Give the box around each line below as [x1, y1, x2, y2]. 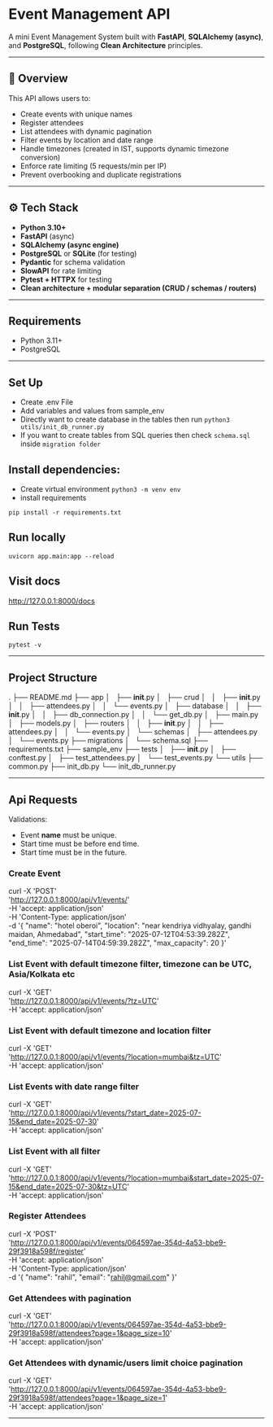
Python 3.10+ [19, 222, 67, 232]
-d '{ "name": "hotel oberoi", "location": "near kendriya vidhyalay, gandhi [8, 921, 252, 930]
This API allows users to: [8, 93, 91, 103]
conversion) [19, 152, 61, 162]
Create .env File [19, 397, 74, 407]
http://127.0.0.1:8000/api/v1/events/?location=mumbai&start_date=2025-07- [11, 1173, 264, 1183]
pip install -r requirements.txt [8, 509, 122, 517]
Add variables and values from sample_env [19, 406, 165, 416]
